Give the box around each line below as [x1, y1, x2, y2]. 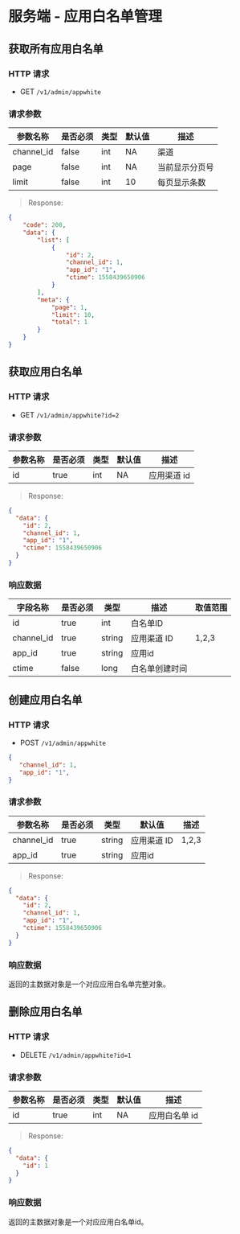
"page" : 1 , [51, 303, 88, 311]
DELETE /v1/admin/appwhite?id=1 [19, 1050, 132, 1059]
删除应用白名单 [8, 1005, 83, 1018]
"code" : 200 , [22, 221, 67, 229]
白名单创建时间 [131, 663, 188, 674]
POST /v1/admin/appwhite [19, 738, 107, 747]
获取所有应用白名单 [8, 42, 104, 56]
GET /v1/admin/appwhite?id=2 [19, 409, 120, 419]
